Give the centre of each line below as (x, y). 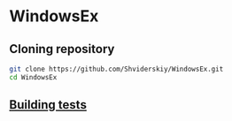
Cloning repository (62, 49)
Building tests (48, 105)
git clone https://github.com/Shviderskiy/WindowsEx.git (116, 69)
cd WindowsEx (33, 77)
